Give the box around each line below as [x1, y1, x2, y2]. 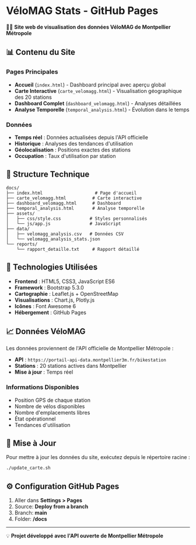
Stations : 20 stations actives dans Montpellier [14, 363, 127, 370]
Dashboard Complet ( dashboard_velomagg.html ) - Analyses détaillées [14, 99, 181, 106]
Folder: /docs [14, 516, 48, 523]
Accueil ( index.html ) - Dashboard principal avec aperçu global [14, 81, 166, 88]
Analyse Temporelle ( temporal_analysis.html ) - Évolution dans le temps [14, 106, 190, 113]
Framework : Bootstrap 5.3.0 [14, 284, 84, 291]
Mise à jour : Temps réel [14, 368, 73, 375]
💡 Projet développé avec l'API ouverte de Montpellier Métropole [6, 532, 163, 539]
